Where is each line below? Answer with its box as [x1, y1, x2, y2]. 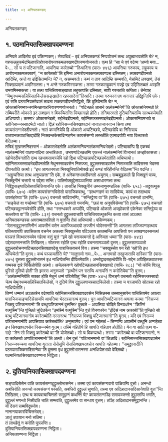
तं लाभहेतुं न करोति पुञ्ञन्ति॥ [5, 420, 51, 426]
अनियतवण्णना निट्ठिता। [5, 431, 41, 437]
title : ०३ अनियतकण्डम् [5, 7, 46, 13]
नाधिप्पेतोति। [5, 285, 26, 291]
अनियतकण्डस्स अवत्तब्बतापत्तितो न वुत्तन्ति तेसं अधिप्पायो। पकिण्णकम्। [5, 217, 116, 223]
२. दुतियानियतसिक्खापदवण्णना [5, 367, 76, 376]
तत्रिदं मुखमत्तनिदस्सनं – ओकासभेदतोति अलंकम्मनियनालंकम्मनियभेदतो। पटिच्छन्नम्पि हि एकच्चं [5, 144, 150, 150]
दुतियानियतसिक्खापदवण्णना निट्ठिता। [5, 425, 62, 431]
